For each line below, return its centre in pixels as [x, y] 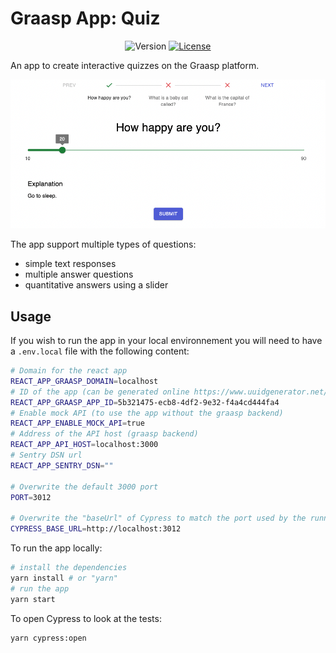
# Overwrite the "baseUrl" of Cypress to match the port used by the [158, 518]
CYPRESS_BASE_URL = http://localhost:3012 [96, 529]
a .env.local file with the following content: [100, 351]
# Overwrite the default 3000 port [84, 487]
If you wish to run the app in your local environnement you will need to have [166, 340]
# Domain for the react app [69, 371]
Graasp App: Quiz [85, 18]
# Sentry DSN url [46, 455]
